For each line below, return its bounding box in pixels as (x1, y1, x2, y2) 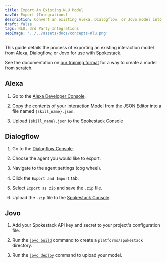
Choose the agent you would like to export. (12, 155, 101, 161)
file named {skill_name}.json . (12, 108, 75, 114)
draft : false (5, 21, 32, 27)
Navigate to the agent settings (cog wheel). (12, 165, 102, 171)
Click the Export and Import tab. (12, 174, 79, 181)
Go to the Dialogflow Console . (12, 145, 74, 151)
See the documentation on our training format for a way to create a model (5, 60, 157, 65)
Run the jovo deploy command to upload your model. (12, 252, 122, 258)
